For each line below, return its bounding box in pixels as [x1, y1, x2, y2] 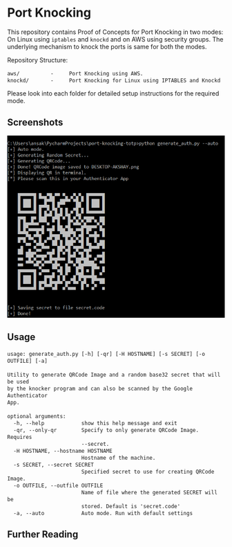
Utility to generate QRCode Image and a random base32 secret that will [7, 371, 221, 378]
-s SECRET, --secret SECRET [13, 461, 95, 468]
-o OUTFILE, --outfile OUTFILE [13, 482, 104, 489]
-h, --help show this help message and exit [13, 420, 177, 427]
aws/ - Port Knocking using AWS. [7, 70, 144, 77]
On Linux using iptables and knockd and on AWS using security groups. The [7, 35, 224, 43]
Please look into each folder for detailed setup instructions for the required [7, 89, 220, 98]
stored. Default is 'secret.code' [81, 503, 181, 510]
